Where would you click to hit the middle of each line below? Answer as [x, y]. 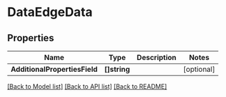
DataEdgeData [50, 12]
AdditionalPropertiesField [54, 69]
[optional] [199, 69]
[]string [117, 69]
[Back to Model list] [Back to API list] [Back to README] [87, 87]
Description [157, 58]
